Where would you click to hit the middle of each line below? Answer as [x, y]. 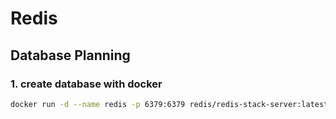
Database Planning [70, 55]
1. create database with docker [86, 84]
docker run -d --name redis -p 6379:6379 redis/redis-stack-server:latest [169, 104]
